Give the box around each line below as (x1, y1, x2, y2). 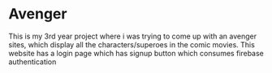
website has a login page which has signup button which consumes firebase (8, 48, 264, 58)
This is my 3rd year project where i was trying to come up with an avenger (8, 31, 257, 41)
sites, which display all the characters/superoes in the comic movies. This (8, 39, 256, 49)
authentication (8, 57, 57, 67)
